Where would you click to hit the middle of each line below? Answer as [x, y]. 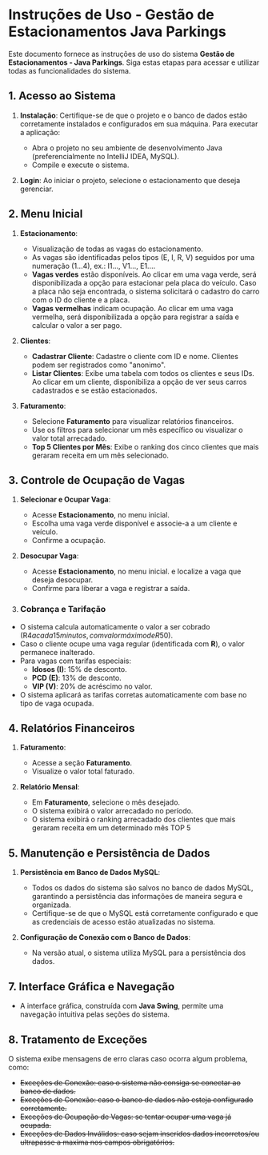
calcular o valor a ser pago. [77, 325]
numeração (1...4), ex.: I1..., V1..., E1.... [94, 266]
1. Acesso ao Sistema [62, 96]
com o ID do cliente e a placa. [81, 300]
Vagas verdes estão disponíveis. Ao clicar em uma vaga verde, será [144, 274]
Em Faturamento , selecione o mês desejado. [106, 802]
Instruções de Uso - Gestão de [111, 15]
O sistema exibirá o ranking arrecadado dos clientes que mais [134, 819]
